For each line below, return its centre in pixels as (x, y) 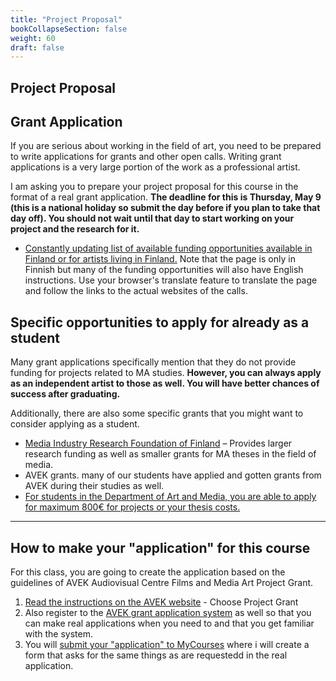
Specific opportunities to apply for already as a (160, 322)
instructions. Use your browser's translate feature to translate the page (171, 280)
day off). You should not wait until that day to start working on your (152, 218)
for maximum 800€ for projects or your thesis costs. (132, 507)
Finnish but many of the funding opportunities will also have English (164, 270)
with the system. (58, 634)
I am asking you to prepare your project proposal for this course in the (154, 187)
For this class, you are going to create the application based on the (148, 572)
